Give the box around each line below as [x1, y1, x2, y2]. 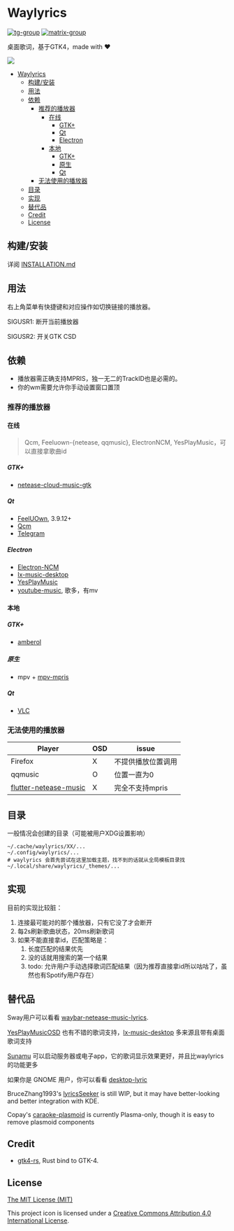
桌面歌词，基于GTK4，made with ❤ [7, 42, 111, 50]
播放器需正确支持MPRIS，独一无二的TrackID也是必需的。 [17, 375, 182, 383]
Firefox [10, 756, 34, 766]
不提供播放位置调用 [114, 757, 178, 767]
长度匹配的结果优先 [27, 944, 84, 953]
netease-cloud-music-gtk [17, 481, 92, 489]
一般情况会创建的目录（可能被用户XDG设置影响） [7, 829, 149, 837]
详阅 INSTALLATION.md [7, 260, 75, 268]
